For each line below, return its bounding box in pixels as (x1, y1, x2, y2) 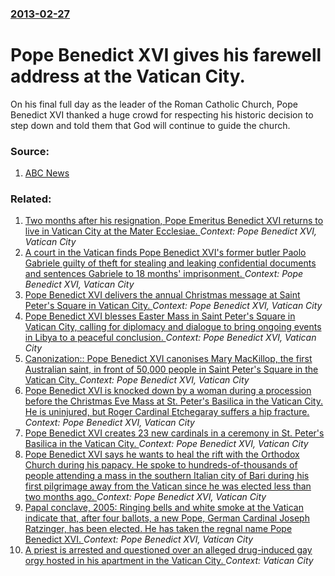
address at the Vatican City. (10, 65, 246, 88)
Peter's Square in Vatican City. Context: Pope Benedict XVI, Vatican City (24, 300, 323, 312)
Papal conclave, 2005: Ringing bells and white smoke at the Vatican (24, 502, 304, 514)
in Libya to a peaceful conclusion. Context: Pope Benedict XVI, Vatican (24, 332, 317, 344)
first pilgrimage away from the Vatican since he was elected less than (24, 480, 312, 492)
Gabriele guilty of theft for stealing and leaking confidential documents (24, 257, 317, 269)
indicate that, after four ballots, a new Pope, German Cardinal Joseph (24, 512, 310, 524)
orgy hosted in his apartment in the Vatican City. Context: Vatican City (24, 555, 314, 567)
